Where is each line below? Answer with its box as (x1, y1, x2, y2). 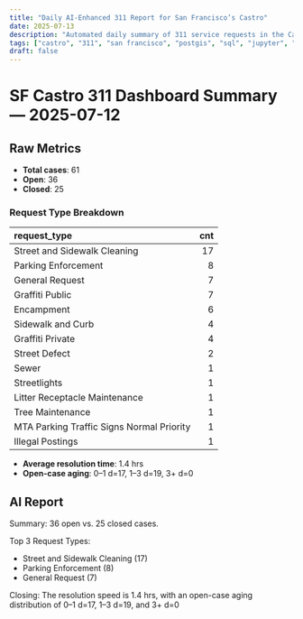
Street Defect (14, 347, 70, 360)
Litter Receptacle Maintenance (14, 392, 144, 404)
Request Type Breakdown (9, 207, 124, 219)
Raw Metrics (9, 141, 81, 156)
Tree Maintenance (14, 406, 91, 419)
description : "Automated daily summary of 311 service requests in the (9, 30, 284, 39)
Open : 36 (22, 174, 59, 185)
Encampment (14, 303, 70, 316)
